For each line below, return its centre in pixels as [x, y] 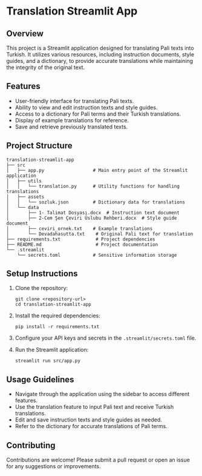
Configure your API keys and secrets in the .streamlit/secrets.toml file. [106, 338]
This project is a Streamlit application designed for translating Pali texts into [100, 48]
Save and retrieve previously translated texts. [71, 127]
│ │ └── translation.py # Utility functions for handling [93, 186]
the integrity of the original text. [46, 67]
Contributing [31, 445]
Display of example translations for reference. [72, 120]
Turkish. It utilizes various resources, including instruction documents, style [100, 55]
